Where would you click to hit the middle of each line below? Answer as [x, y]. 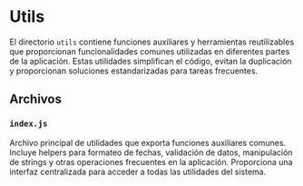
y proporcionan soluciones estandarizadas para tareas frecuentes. [134, 71]
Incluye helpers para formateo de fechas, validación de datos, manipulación [151, 152]
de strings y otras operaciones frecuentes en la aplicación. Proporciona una [151, 162]
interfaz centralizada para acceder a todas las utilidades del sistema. [138, 171]
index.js [29, 124]
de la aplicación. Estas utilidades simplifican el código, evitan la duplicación [151, 61]
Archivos [35, 99]
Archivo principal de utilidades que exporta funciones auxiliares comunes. [148, 142]
